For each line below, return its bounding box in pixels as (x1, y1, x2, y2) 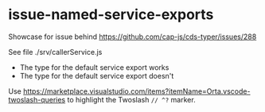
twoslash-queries (8, 95, 66, 104)
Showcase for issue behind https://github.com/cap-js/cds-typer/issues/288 (8, 32, 257, 41)
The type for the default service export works (19, 62, 170, 72)
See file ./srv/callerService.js (8, 47, 103, 56)
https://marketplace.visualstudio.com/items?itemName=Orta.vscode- (22, 86, 251, 96)
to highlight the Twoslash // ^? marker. (67, 95, 197, 104)
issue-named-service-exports (8, 6, 214, 24)
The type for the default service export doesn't (19, 71, 174, 80)
